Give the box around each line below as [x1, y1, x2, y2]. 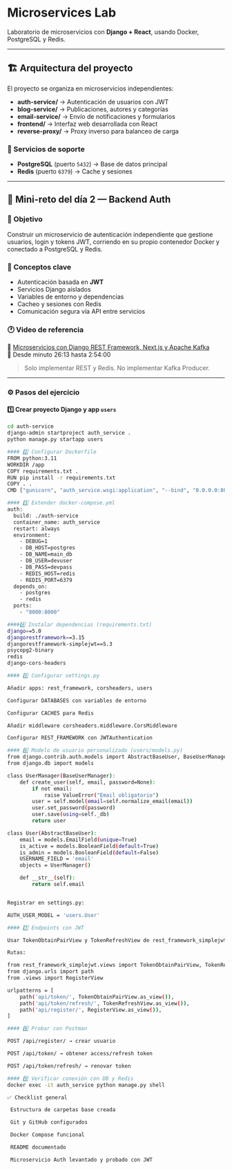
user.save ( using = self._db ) [32, 811, 110, 818]
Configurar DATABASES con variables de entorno [7, 697, 147, 704]
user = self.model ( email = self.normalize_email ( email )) [32, 798, 193, 805]
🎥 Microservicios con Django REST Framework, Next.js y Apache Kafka [7, 343, 210, 352]
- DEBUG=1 [19, 538, 48, 545]
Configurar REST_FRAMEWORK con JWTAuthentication [7, 735, 153, 742]
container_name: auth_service [13, 518, 100, 526]
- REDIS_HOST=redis [19, 570, 76, 577]
